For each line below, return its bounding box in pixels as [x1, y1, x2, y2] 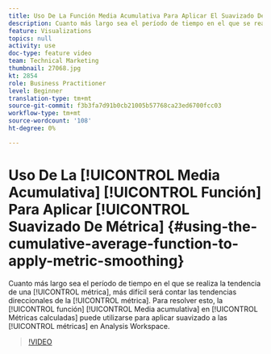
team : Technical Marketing [8, 57, 99, 65]
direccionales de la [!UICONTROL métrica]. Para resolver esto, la [8, 295, 223, 305]
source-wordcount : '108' [8, 117, 92, 125]
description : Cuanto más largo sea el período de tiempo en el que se [8, 19, 251, 27]
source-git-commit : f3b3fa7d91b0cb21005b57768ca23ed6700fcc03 [8, 102, 222, 110]
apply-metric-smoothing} [8, 252, 185, 270]
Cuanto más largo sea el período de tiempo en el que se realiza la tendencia [8, 278, 261, 288]
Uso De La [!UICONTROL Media [8, 166, 220, 184]
